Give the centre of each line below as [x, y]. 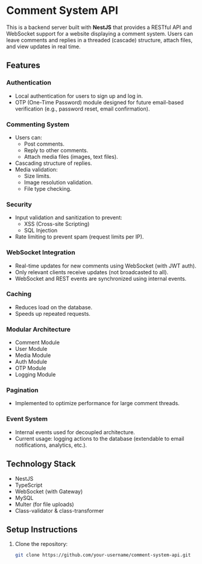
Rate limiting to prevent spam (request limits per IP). [79, 237]
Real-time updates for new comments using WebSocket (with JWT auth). [106, 266]
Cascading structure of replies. [53, 163]
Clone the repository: [41, 544]
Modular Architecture [39, 329]
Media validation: [36, 169]
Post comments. [44, 144]
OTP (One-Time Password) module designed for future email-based [99, 102]
